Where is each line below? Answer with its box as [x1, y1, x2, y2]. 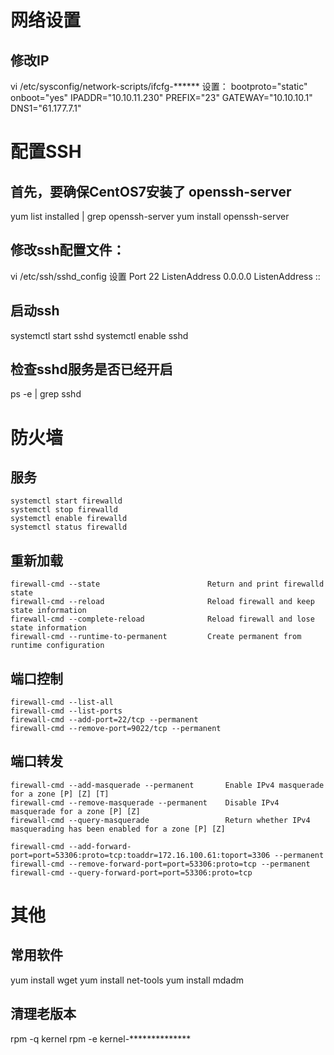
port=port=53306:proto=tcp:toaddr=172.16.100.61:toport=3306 [10, 850, 271, 860]
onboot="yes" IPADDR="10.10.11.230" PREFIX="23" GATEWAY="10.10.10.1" [10, 92, 313, 103]
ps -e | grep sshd [10, 388, 82, 400]
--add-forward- [68, 841, 132, 851]
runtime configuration [10, 641, 105, 651]
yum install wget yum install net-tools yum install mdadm [10, 974, 245, 986]
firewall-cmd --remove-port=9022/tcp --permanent [10, 724, 222, 734]
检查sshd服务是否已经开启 [10, 361, 173, 378]
